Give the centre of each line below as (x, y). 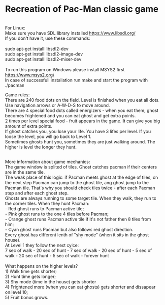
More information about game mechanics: (48, 162)
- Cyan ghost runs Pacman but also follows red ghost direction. (69, 229)
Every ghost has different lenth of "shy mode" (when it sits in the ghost (77, 235)
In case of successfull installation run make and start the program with (77, 80)
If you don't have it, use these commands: (48, 38)
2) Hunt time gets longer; (31, 277)
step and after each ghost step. (37, 193)
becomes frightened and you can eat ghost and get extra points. (70, 115)
